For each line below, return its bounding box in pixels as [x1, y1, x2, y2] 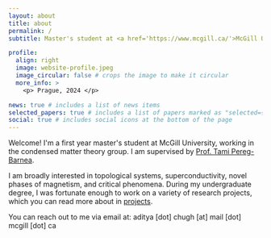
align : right [15, 56, 60, 65]
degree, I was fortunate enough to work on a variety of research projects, [8, 188, 252, 198]
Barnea [8, 155, 32, 165]
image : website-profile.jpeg [15, 64, 114, 73]
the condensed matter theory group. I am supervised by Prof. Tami [8, 147, 230, 157]
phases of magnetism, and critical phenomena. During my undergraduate [8, 179, 252, 190]
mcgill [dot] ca [8, 221, 56, 231]
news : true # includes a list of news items [8, 101, 161, 109]
